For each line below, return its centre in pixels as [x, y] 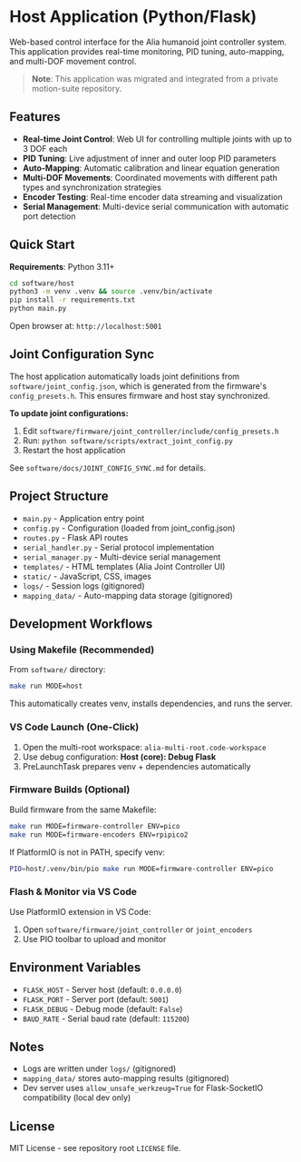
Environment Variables [75, 968]
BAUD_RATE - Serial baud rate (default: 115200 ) [106, 1018]
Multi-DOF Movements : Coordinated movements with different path [150, 177]
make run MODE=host [46, 686]
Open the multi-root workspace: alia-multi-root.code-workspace [144, 747]
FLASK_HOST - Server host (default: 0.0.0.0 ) [102, 989]
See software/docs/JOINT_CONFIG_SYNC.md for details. [108, 467]
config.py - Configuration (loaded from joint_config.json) [129, 528]
